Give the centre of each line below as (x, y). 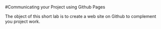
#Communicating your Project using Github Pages (55, 7)
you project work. (23, 22)
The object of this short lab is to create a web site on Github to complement (81, 16)
